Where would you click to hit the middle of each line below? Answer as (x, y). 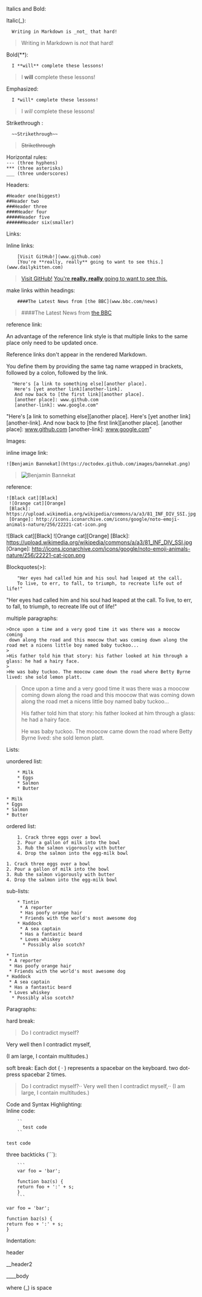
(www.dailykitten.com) (35, 267)
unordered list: (24, 761)
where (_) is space (29, 1288)
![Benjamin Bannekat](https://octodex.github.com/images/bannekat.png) (98, 464)
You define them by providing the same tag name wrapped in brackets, (95, 366)
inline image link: (27, 453)
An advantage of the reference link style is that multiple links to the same (97, 336)
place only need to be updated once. (52, 343)
